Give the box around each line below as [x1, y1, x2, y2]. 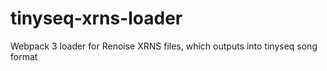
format [10, 50, 38, 62]
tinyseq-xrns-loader [10, 7, 183, 30]
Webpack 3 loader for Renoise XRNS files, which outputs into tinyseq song [10, 40, 318, 52]
